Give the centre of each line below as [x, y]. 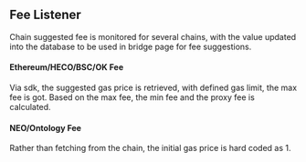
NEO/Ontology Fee [46, 127]
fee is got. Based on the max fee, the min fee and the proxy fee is [132, 97]
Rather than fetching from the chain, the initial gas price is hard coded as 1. [150, 148]
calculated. [31, 107]
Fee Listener [46, 15]
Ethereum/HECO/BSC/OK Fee [67, 67]
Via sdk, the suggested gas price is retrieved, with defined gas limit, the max [153, 88]
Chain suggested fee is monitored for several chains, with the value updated [153, 36]
